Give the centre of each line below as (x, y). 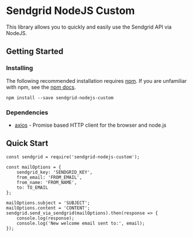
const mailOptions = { (34, 167)
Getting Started (35, 52)
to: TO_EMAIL (32, 187)
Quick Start (27, 143)
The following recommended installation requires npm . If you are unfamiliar (96, 81)
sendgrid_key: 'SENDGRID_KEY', (55, 172)
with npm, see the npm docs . (41, 87)
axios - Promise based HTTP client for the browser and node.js (90, 125)
